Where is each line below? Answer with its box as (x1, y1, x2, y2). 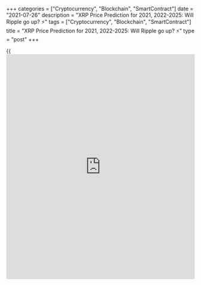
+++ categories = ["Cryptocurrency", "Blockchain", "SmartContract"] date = (6, 5, 194, 12)
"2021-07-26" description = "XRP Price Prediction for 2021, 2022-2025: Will (6, 11, 194, 19)
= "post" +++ (6, 36, 39, 43)
